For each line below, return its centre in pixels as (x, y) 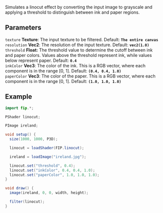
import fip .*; (20, 108)
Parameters (23, 28)
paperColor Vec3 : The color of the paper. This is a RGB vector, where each (80, 76)
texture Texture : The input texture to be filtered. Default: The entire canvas (82, 39)
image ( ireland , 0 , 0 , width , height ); (49, 193)
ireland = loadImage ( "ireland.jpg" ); (48, 157)
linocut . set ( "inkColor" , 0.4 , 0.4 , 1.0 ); (52, 170)
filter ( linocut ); (27, 202)
